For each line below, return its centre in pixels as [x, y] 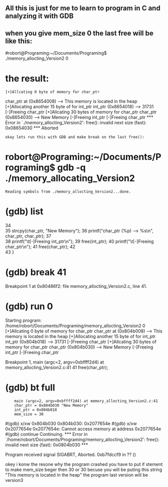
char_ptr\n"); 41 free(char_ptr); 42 [40, 247]
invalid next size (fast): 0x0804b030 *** [47, 445]
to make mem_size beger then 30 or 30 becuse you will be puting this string [83, 469]
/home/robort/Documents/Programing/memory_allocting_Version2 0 [75, 326]
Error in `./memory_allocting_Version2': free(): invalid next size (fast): [76, 123]
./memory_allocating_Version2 [70, 178]
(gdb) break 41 [36, 272]
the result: [27, 78]
